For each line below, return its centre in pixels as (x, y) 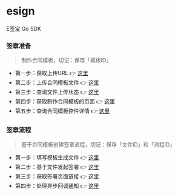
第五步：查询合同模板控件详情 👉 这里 (62, 111)
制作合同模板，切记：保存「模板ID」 (66, 60)
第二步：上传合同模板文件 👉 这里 (57, 82)
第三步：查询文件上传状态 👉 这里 (57, 92)
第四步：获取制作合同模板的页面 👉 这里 (65, 102)
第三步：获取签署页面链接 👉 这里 (57, 176)
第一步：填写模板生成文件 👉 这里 (57, 157)
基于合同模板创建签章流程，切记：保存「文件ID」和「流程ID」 (98, 144)
